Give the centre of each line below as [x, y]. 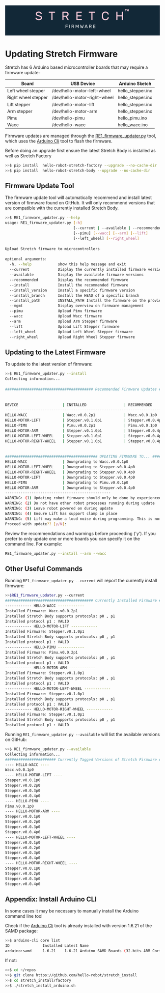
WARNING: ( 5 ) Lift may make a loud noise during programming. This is [79, 519]
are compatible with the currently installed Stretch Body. [62, 208]
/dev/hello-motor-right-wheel [83, 98]
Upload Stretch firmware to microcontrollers [52, 249]
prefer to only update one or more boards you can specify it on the [72, 539]
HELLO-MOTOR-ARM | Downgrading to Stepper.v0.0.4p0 [70, 488]
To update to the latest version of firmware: [49, 364]
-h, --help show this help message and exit [68, 264]
